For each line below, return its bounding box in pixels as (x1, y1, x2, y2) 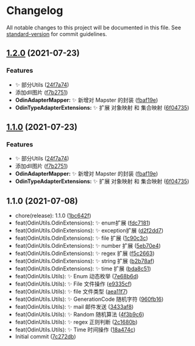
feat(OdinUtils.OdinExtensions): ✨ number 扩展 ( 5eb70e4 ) (15, 242, 161, 250)
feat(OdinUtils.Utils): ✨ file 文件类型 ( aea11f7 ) (15, 288, 128, 295)
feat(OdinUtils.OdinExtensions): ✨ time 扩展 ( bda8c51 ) (15, 265, 151, 272)
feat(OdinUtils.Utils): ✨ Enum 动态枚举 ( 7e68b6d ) (15, 273, 139, 280)
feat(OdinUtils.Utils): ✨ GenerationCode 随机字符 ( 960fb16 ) (15, 295, 164, 303)
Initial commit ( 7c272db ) (15, 333, 76, 341)
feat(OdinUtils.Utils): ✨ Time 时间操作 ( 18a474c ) (15, 326, 136, 333)
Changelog (6, 4, 63, 18)
